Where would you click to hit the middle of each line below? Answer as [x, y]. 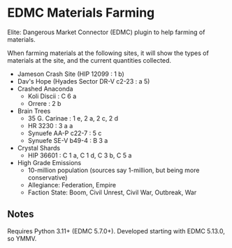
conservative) [48, 177]
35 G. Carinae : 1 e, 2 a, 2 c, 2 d [73, 118]
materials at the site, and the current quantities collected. [89, 60]
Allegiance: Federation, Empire [72, 185]
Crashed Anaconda [45, 88]
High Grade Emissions [49, 162]
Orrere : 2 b [44, 103]
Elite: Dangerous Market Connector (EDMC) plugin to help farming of [106, 32]
